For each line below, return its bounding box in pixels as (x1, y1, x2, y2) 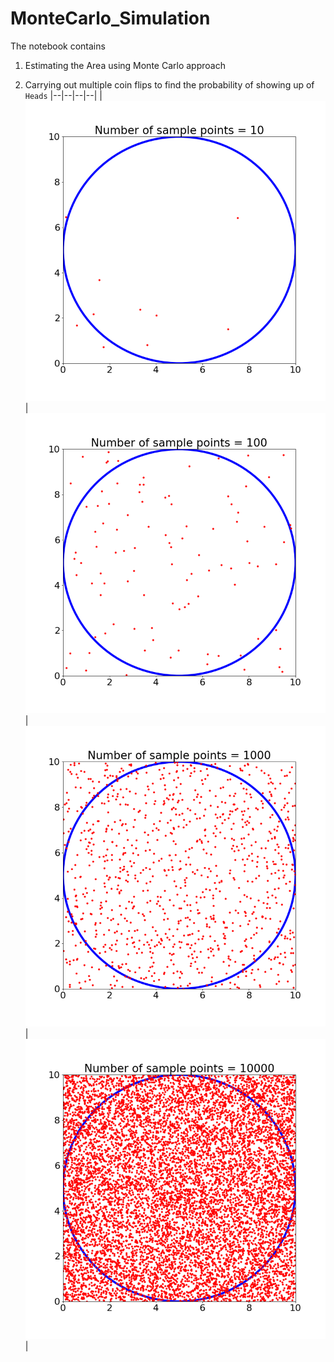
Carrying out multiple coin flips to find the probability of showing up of (24, 78, 315, 91)
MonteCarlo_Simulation (10, 7, 211, 30)
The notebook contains (10, 40, 106, 52)
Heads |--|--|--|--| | (24, 89, 103, 101)
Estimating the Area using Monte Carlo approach (24, 59, 226, 71)
